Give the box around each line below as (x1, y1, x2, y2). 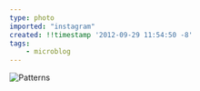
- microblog (25, 47, 71, 56)
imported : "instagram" (9, 22, 95, 31)
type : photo (9, 13, 55, 23)
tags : (9, 38, 30, 48)
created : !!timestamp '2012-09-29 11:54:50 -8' (9, 30, 194, 39)
